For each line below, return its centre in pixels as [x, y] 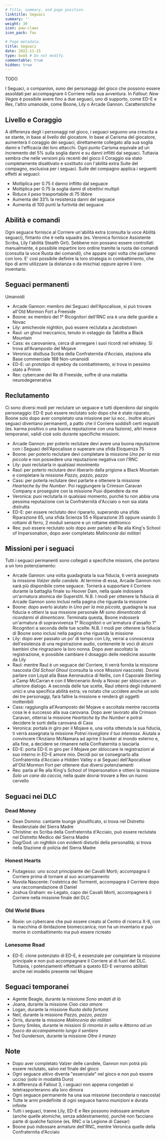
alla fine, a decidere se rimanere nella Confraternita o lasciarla [76, 744]
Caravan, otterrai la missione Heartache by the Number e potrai [77, 718]
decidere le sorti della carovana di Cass [53, 723]
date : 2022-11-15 [23, 51]
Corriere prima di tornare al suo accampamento [61, 877]
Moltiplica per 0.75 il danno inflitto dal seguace [60, 183]
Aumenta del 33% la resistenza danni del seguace [63, 199]
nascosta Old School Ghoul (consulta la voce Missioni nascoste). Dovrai [86, 670]
